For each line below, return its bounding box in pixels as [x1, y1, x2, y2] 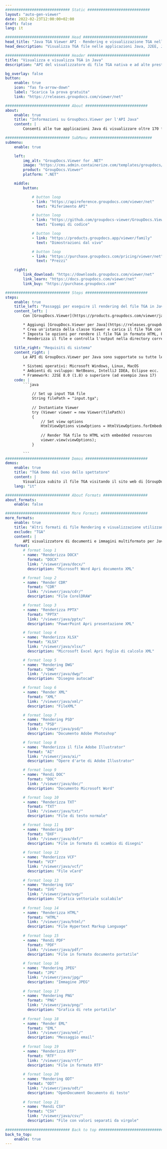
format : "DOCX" [27, 557, 59, 562]
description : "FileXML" [27, 704, 77, 709]
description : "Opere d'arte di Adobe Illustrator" [27, 758, 135, 763]
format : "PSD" [27, 722, 57, 727]
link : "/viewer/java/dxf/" [27, 836, 83, 841]
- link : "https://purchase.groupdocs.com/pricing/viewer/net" [31, 254, 164, 259]
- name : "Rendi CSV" [23, 1104, 66, 1109]
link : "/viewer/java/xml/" [27, 699, 83, 704]
